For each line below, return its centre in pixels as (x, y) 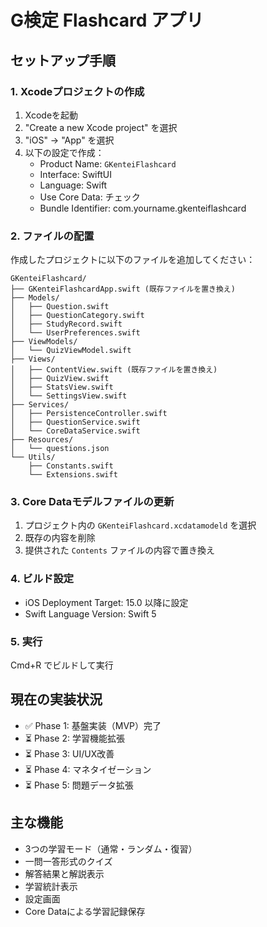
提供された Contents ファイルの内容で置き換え (119, 550)
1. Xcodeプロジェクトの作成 (77, 91)
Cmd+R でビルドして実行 (62, 665)
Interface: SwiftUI (75, 174)
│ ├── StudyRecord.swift (66, 324)
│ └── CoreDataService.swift (75, 431)
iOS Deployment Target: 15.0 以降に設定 (106, 602)
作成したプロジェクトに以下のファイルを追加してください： (133, 260)
